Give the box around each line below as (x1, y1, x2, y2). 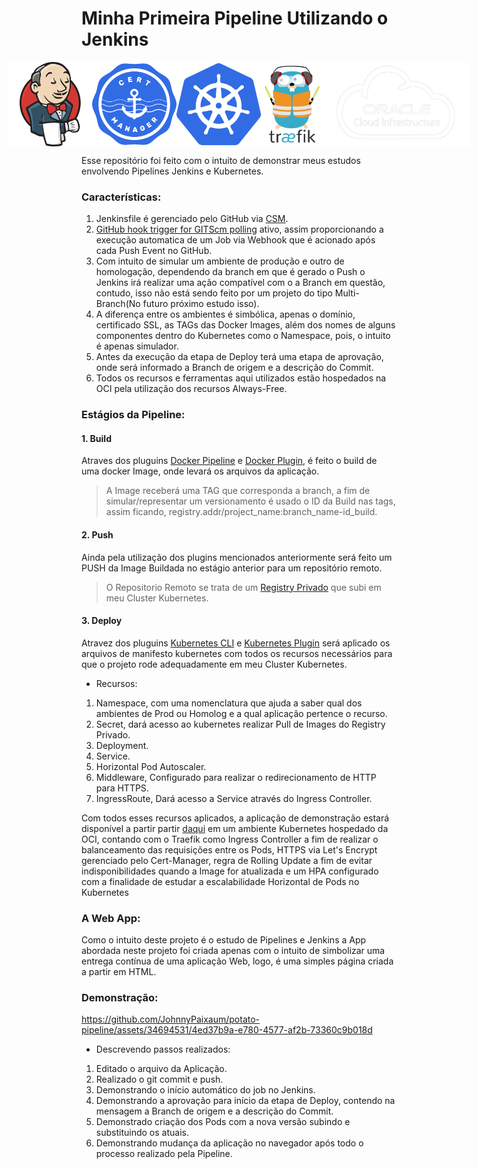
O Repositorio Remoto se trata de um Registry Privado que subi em (105, 581, 382, 593)
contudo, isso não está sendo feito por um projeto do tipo (95, 287, 333, 299)
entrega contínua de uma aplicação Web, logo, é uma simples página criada (81, 955, 394, 967)
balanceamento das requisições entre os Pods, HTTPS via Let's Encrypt (81, 843, 378, 856)
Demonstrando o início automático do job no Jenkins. (95, 1084, 316, 1096)
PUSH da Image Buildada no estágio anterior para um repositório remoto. (81, 562, 383, 574)
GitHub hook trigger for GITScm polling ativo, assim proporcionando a (95, 223, 384, 236)
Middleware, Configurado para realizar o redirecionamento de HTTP (95, 771, 377, 783)
